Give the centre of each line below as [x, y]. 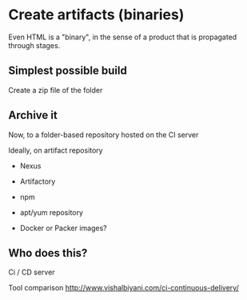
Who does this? [48, 253]
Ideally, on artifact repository [56, 150]
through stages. [34, 45]
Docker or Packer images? [63, 228]
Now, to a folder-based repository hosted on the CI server [104, 135]
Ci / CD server [32, 272]
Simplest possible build [68, 71]
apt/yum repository [52, 212]
